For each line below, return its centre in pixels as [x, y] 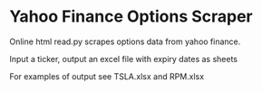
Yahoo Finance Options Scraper [131, 17]
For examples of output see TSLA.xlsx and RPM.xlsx [107, 76]
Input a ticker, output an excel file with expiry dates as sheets [124, 59]
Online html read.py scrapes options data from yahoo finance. [125, 41]
